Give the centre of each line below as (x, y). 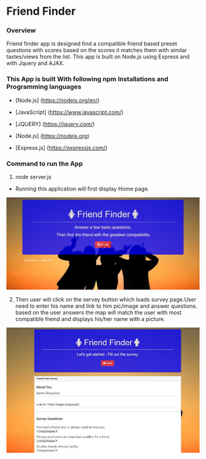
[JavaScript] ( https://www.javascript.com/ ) (69, 112)
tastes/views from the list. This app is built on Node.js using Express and (98, 57)
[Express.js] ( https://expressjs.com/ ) (61, 148)
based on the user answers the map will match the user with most (98, 312)
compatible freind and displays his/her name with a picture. (90, 319)
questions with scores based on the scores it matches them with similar (97, 50)
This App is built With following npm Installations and (87, 79)
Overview (21, 31)
